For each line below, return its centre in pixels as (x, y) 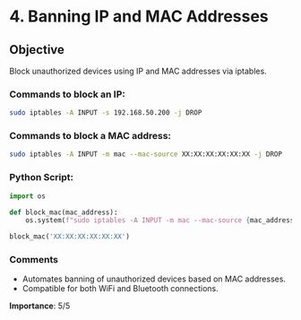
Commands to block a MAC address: (90, 136)
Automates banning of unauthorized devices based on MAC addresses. (154, 279)
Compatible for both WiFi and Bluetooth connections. (120, 289)
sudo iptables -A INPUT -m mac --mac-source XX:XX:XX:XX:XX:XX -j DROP (146, 154)
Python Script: (42, 177)
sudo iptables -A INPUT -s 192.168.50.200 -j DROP (106, 113)
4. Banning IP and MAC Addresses (139, 17)
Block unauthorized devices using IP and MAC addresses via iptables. (138, 71)
